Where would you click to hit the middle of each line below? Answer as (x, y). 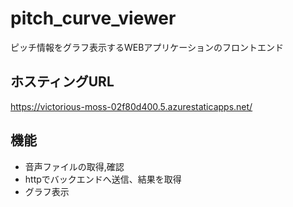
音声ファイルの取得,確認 (74, 166)
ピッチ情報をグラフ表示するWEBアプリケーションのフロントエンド (147, 47)
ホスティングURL (62, 82)
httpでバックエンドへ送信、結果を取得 (103, 179)
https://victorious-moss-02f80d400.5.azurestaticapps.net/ (131, 106)
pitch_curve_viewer (93, 18)
